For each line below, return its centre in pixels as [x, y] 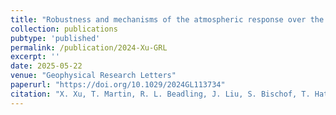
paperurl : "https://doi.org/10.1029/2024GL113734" [118, 85]
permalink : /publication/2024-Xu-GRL [89, 47]
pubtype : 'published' [55, 38]
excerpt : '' [35, 57]
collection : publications [64, 29]
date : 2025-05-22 [46, 66]
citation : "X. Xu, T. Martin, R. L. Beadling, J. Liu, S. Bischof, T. [160, 94]
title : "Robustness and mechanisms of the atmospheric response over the [167, 19]
